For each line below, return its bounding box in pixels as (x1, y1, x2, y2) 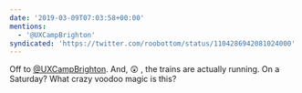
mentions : (9, 22, 47, 31)
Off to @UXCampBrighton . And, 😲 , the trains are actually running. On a (9, 64, 280, 75)
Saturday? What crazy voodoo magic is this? (9, 74, 177, 85)
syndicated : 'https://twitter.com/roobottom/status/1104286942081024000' (9, 38, 297, 48)
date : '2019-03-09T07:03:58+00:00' (9, 13, 145, 23)
